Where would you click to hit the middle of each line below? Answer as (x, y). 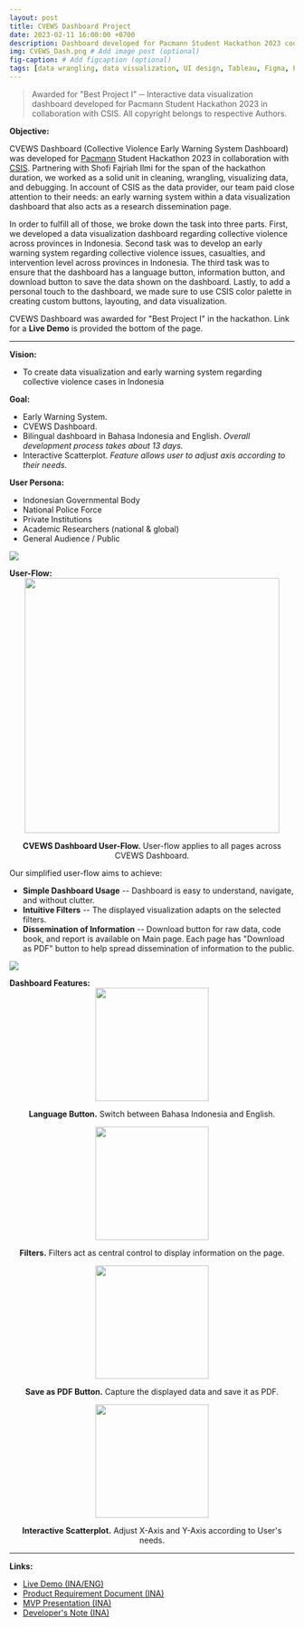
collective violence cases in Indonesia (93, 381)
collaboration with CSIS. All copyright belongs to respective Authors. (159, 113)
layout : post (34, 18)
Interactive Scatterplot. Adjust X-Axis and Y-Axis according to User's (152, 1530)
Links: (21, 1566)
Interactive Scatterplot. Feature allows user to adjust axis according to (154, 455)
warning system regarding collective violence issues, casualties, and (138, 253)
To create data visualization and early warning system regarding (142, 372)
